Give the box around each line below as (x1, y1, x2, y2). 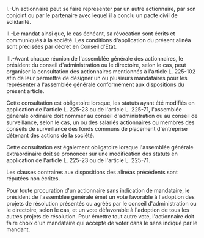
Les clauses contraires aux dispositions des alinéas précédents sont (6, 168, 178, 176)
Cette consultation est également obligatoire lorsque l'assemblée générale (6, 144, 194, 151)
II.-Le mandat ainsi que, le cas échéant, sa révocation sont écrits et (6, 30, 175, 37)
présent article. (6, 87, 45, 94)
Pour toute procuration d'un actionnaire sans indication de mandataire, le (6, 187, 190, 194)
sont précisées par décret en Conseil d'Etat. (6, 43, 117, 50)
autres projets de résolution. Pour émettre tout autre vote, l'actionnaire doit (6, 213, 194, 220)
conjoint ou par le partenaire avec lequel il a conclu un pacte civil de (6, 12, 178, 19)
